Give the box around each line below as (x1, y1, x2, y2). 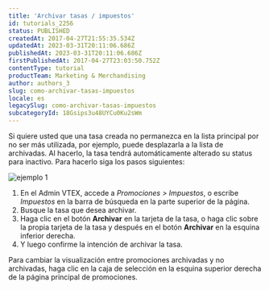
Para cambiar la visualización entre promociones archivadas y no (8, 255, 225, 264)
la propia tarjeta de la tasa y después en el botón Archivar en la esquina (19, 222, 260, 232)
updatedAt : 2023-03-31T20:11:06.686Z (8, 42, 135, 50)
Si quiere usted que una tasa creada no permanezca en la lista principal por (8, 131, 259, 141)
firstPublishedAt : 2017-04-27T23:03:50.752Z (8, 57, 160, 65)
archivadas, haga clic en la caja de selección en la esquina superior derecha (8, 263, 262, 273)
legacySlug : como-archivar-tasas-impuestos (8, 101, 157, 110)
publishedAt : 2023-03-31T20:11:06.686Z (8, 49, 143, 57)
